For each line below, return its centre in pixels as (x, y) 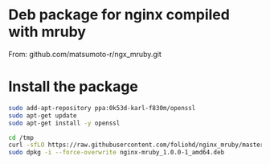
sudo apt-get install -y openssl (64, 123)
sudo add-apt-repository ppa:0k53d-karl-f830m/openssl (102, 108)
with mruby (47, 32)
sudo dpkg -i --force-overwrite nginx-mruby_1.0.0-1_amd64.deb (117, 153)
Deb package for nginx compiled (119, 15)
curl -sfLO (27, 145)
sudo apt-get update (43, 115)
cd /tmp (21, 137)
